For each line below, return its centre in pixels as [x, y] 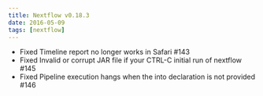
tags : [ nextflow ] [37, 30]
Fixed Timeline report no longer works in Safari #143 [105, 52]
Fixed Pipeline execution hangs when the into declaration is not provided [137, 77]
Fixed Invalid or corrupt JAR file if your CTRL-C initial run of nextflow [131, 60]
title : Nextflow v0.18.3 [49, 15]
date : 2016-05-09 [37, 23]
